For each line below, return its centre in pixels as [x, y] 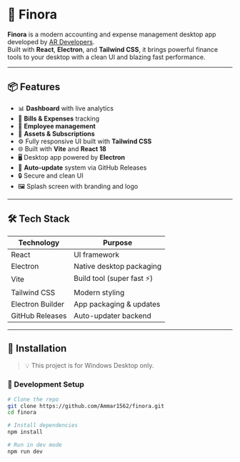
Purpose [117, 242]
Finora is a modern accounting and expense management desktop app [112, 34]
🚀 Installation [37, 348]
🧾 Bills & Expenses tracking [59, 118]
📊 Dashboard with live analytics [66, 108]
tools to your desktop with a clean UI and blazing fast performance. [106, 57]
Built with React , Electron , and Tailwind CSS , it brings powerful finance [113, 49]
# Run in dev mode [35, 445]
